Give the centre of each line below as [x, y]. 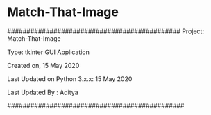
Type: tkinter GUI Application [49, 52]
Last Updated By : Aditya [43, 92]
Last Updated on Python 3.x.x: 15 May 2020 [70, 79]
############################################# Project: [106, 31]
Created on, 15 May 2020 [43, 65]
